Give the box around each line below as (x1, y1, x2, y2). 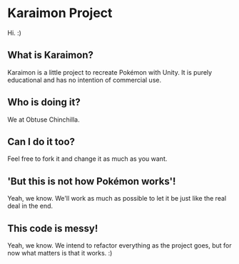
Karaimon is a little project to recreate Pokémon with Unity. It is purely (7, 68, 213, 76)
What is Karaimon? (7, 49, 94, 61)
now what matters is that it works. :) (7, 249, 113, 257)
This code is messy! (7, 222, 98, 234)
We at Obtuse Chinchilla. (7, 115, 80, 124)
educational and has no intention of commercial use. (7, 75, 162, 84)
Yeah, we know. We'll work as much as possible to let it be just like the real (7, 194, 227, 203)
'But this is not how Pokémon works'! (7, 175, 176, 187)
